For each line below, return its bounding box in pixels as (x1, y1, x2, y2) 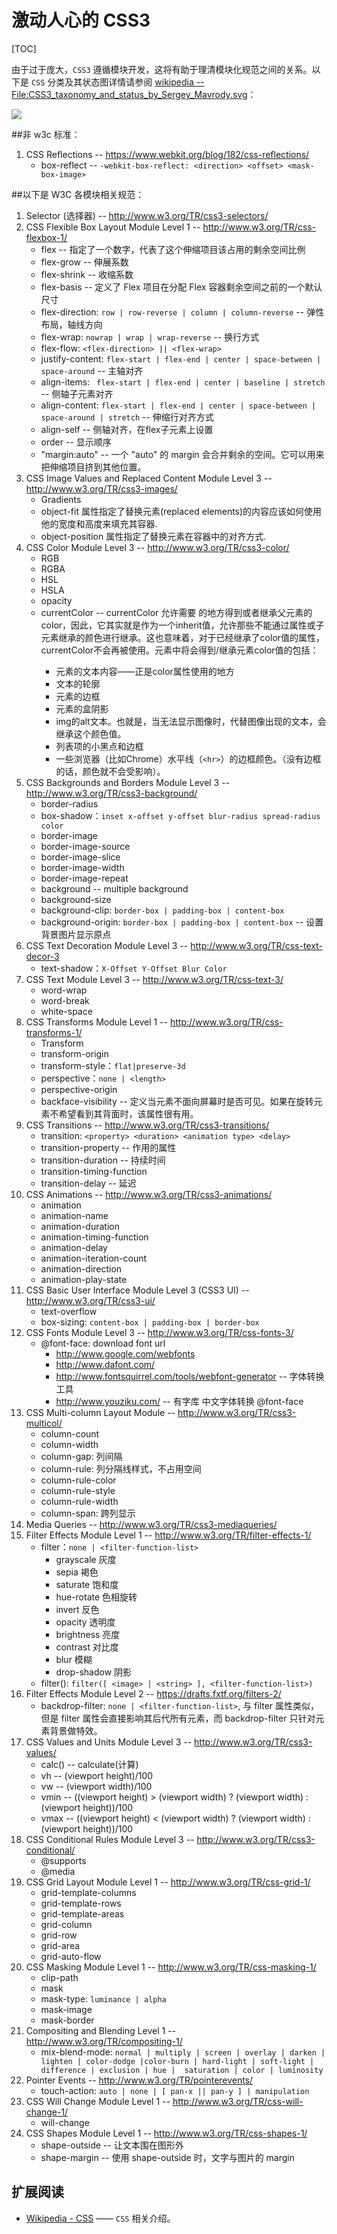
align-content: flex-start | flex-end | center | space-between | (40, 399, 317, 411)
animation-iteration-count (40, 1252, 148, 1264)
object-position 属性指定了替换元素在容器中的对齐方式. (40, 530, 267, 542)
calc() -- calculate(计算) (40, 1758, 139, 1770)
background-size (40, 893, 112, 905)
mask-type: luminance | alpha (40, 1992, 167, 2005)
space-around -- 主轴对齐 (40, 364, 144, 376)
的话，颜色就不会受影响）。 (55, 765, 166, 777)
